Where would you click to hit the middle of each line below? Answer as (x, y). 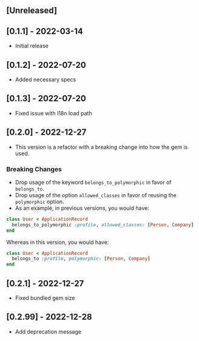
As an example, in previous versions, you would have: (82, 208)
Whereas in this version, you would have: (58, 242)
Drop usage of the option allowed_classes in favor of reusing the (96, 195)
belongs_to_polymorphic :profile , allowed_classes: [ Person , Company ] (103, 225)
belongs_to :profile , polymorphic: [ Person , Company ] (81, 259)
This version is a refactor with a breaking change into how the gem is (101, 147)
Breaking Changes (34, 169)
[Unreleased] (32, 11)
